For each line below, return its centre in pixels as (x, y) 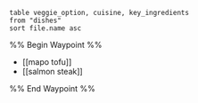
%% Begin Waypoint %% (56, 45)
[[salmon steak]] (52, 71)
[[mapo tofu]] (47, 62)
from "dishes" (36, 20)
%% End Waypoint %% (52, 88)
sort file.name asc (45, 28)
